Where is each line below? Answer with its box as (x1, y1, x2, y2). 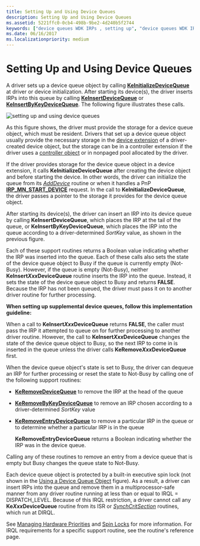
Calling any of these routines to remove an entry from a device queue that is (6, 453, 193, 460)
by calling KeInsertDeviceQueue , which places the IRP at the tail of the (6, 216, 182, 223)
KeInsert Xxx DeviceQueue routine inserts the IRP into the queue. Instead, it (6, 272, 192, 279)
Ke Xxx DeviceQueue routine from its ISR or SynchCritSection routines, (6, 503, 179, 510)
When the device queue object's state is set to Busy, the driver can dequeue (6, 364, 193, 371)
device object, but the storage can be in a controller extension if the (26, 142, 193, 149)
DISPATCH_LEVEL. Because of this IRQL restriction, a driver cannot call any (6, 496, 191, 503)
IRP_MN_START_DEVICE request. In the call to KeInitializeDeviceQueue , (6, 186, 186, 193)
